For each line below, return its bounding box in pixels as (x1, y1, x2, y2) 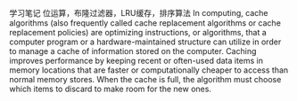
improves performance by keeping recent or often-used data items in (9, 56, 264, 66)
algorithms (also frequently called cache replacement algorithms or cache (9, 18, 281, 28)
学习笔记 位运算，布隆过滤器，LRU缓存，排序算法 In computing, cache (9, 8, 268, 18)
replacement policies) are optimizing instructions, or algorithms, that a (9, 27, 268, 37)
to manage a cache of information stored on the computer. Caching (9, 46, 257, 56)
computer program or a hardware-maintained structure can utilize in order (9, 36, 282, 47)
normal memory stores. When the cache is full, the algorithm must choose (9, 74, 282, 84)
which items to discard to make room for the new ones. (9, 83, 212, 94)
